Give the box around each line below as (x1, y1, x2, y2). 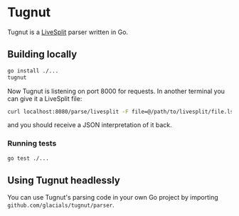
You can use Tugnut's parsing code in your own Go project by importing (7, 193, 218, 202)
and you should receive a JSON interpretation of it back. (7, 121, 172, 129)
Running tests (7, 139, 57, 148)
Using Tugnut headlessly (7, 174, 121, 186)
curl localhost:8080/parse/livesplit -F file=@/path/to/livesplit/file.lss (7, 108, 237, 115)
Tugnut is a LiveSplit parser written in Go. (7, 28, 129, 36)
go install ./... (7, 67, 59, 75)
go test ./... (7, 154, 50, 162)
